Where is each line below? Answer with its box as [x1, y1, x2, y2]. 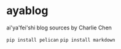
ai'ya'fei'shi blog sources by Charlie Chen [6, 24, 112, 31]
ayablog [6, 4, 49, 18]
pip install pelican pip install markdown [6, 37, 115, 43]
